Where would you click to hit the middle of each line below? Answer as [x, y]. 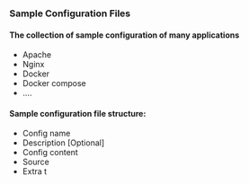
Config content [50, 153]
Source [36, 162]
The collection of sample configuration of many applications [124, 35]
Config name [46, 134]
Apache [37, 55]
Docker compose [54, 83]
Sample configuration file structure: [78, 113]
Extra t [35, 171]
